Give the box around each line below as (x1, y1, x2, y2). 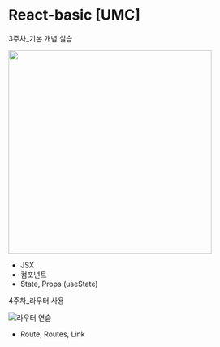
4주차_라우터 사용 (8, 295, 65, 306)
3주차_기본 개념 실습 (8, 33, 73, 43)
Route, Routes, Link (19, 329, 85, 339)
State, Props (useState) (19, 279, 99, 288)
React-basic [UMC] (8, 6, 140, 24)
